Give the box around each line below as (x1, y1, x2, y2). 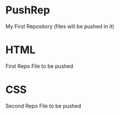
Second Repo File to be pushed (5, 102, 81, 109)
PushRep (5, 4, 50, 17)
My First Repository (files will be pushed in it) (5, 23, 115, 30)
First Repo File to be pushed (5, 62, 74, 69)
